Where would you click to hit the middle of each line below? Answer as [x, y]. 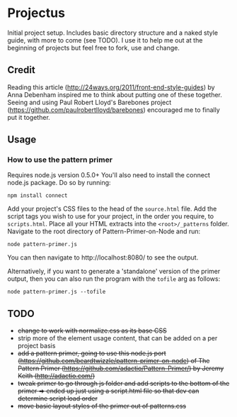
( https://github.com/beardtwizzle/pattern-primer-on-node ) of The [114, 361]
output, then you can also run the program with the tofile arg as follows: [114, 279]
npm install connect [38, 196]
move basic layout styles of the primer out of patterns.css [102, 406]
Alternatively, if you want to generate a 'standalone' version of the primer [114, 272]
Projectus [36, 13]
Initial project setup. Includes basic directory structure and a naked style [112, 33]
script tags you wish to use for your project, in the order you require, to [111, 216]
